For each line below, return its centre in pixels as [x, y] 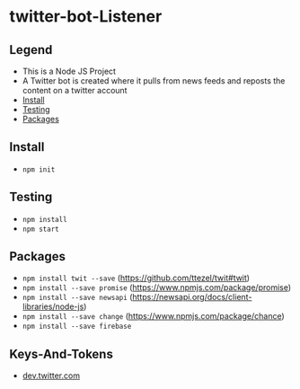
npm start [41, 229]
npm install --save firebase [77, 327]
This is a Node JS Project [69, 71]
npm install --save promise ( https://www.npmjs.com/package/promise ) [157, 287]
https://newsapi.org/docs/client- [192, 297]
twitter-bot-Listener [86, 17]
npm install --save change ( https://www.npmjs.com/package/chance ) [153, 316]
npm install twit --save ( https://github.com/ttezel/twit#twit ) [136, 278]
